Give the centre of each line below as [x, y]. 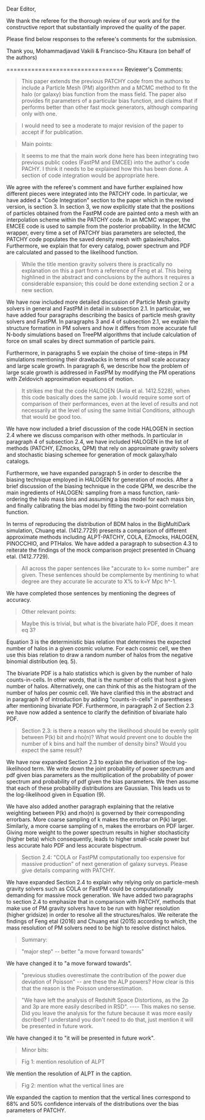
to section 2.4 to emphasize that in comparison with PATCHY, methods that [101, 902]
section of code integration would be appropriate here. [90, 175]
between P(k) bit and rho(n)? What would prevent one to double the [106, 737]
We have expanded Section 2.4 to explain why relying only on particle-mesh [102, 882]
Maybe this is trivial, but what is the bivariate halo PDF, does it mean [107, 623]
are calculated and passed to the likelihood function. [73, 252]
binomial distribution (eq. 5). [42, 661]
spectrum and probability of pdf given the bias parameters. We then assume [102, 781]
